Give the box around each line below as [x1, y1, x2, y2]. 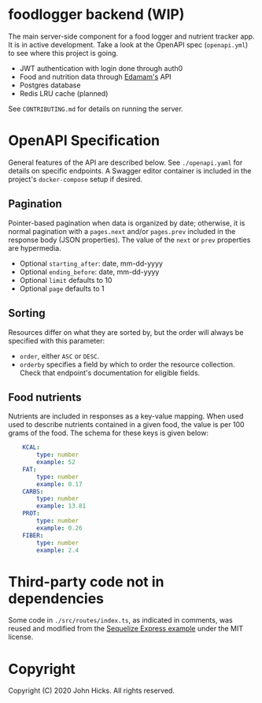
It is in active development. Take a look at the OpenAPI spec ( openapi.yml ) [8, 39, 249, 49]
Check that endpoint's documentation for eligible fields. [19, 368, 201, 378]
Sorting [8, 307, 46, 320]
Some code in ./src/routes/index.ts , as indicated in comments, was [8, 616, 234, 625]
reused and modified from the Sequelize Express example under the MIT [8, 624, 244, 634]
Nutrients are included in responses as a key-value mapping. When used [8, 411, 244, 421]
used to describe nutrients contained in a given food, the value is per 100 [8, 420, 245, 430]
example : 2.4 [36, 546, 79, 554]
